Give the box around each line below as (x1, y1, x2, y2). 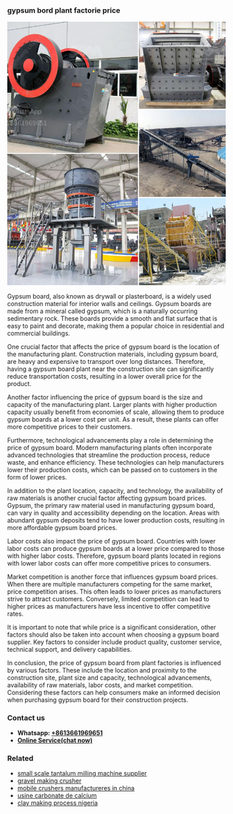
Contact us (7, 712, 45, 722)
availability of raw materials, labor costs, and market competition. (7, 680, 193, 689)
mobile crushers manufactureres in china (17, 784, 135, 792)
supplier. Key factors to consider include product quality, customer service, (7, 637, 222, 646)
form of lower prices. (7, 472, 67, 481)
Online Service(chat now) (17, 736, 93, 744)
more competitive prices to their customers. (7, 422, 132, 431)
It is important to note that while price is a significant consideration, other (7, 623, 216, 631)
